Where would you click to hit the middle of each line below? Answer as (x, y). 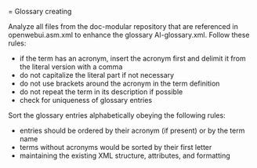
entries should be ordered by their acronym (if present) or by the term (132, 130)
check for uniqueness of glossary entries (86, 100)
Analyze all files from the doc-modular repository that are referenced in (123, 26)
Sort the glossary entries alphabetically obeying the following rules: (117, 115)
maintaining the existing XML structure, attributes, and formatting (125, 155)
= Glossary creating (40, 11)
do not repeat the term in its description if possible (101, 92)
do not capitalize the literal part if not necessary (97, 75)
